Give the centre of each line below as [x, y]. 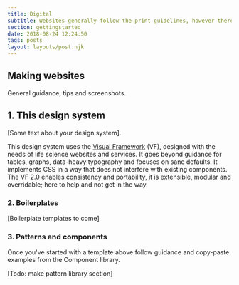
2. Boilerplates [33, 202]
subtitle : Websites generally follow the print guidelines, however [111, 21]
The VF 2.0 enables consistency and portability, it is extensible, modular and [119, 177]
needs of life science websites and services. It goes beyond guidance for [115, 154]
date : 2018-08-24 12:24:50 [47, 34]
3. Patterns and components [58, 237]
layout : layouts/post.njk [46, 47]
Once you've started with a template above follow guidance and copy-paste [118, 252]
